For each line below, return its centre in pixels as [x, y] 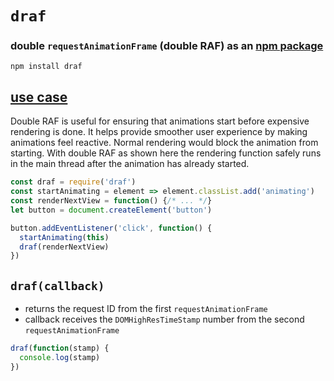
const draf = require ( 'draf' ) [73, 182]
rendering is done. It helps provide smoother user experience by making [159, 132]
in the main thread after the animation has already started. [130, 164]
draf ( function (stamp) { [60, 348]
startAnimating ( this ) [64, 237]
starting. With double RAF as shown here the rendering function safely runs [166, 153]
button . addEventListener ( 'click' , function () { [111, 228]
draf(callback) [57, 285]
